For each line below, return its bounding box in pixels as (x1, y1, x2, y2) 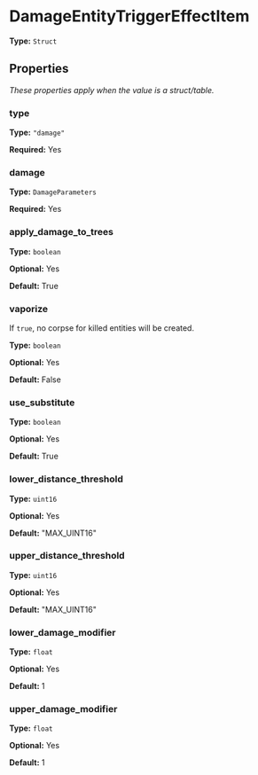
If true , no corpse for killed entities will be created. (9, 322, 195, 333)
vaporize (9, 302, 49, 315)
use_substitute (9, 396, 75, 409)
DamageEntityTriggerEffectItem (9, 6, 250, 27)
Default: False (9, 374, 62, 385)
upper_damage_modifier (9, 703, 118, 716)
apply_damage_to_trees (9, 226, 113, 239)
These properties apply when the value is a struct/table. (9, 84, 215, 95)
